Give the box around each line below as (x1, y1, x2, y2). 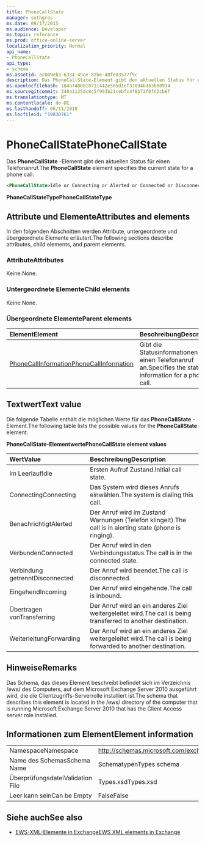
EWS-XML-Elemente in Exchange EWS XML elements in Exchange (15, 829, 181, 836)
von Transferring (9, 613, 56, 621)
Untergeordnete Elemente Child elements (6, 285, 130, 294)
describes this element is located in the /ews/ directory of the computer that (6, 698, 198, 706)
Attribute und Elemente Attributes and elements (6, 212, 190, 222)
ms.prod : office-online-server (6, 37, 86, 43)
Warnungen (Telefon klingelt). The (90, 515, 187, 524)
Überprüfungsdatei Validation (9, 774, 93, 783)
